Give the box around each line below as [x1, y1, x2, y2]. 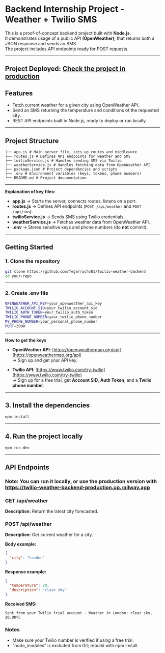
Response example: [5, 569, 47, 575]
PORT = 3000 [5, 324, 26, 329]
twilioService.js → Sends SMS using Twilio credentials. [12, 214, 125, 220]
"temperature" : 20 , [9, 583, 50, 588]
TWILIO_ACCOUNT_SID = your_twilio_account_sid [5, 306, 98, 311]
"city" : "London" [9, 555, 45, 561]
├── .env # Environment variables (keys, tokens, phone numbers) [5, 171, 141, 176]
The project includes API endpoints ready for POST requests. [5, 46, 129, 52]
